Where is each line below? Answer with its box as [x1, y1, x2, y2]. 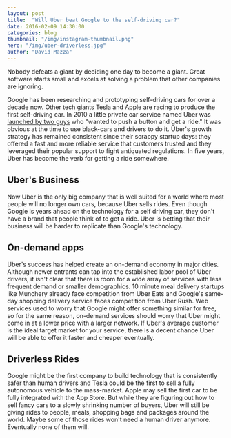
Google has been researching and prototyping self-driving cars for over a [7, 95, 216, 103]
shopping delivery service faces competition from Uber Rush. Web [19, 297, 209, 305]
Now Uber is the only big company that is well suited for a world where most [7, 192, 224, 201]
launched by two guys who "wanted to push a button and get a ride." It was [7, 117, 221, 126]
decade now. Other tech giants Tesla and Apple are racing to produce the [7, 103, 216, 111]
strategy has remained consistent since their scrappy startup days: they [7, 132, 212, 140]
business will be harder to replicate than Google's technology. [7, 221, 183, 230]
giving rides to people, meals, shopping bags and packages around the [7, 408, 210, 417]
